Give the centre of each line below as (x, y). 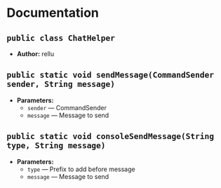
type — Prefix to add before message (81, 169)
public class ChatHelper (61, 38)
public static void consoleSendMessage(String (110, 136)
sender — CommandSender (67, 107)
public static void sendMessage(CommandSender (110, 75)
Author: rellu (35, 54)
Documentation (53, 13)
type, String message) (56, 146)
